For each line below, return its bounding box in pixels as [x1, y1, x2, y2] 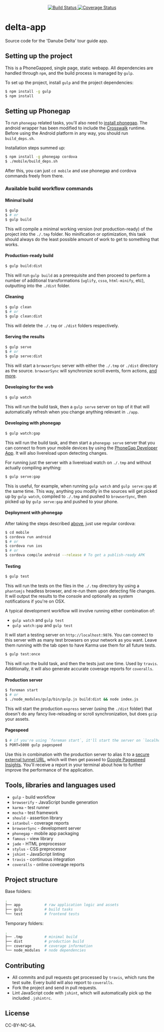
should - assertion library [12, 815, 62, 821]
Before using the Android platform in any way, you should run [5, 130, 128, 136]
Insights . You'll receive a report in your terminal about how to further [5, 762, 143, 768]
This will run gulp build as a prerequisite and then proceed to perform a [5, 272, 150, 278]
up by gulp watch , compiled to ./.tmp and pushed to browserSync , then [5, 493, 147, 499]
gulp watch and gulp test [12, 617, 64, 623]
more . [5, 373, 17, 379]
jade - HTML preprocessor [12, 841, 66, 847]
